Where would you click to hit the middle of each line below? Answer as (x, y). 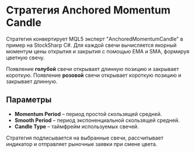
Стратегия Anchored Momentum (88, 10)
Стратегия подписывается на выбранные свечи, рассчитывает (85, 138)
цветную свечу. (25, 57)
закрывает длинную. (32, 81)
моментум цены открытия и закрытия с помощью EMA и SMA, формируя (98, 51)
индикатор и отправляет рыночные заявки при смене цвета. (82, 144)
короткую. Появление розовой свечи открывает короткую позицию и (94, 75)
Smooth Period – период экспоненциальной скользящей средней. (97, 120)
